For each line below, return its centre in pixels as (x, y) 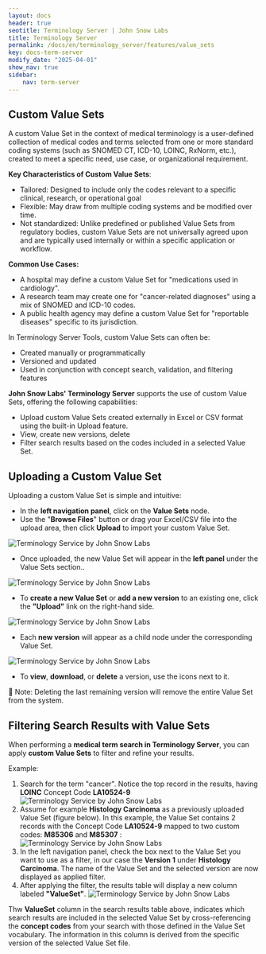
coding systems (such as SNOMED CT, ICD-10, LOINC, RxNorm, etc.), (122, 150)
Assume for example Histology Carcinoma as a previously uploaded (132, 809)
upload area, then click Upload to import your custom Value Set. (125, 528)
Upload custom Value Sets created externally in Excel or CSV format (131, 418)
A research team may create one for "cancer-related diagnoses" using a (138, 297)
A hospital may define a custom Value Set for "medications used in (129, 280)
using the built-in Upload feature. (74, 426)
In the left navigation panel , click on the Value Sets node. (115, 511)
